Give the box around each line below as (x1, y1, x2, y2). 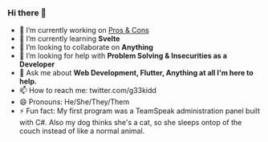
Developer (18, 59, 55, 69)
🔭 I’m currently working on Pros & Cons (18, 26, 149, 35)
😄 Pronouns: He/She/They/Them (18, 97, 130, 107)
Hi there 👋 (7, 7, 47, 18)
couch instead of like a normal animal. (18, 126, 145, 136)
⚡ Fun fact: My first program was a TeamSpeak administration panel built (18, 106, 261, 116)
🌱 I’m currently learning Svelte (18, 34, 120, 43)
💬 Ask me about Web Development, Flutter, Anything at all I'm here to (18, 68, 254, 78)
